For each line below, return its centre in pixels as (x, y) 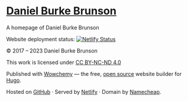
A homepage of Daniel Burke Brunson (53, 27)
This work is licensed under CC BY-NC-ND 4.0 (64, 62)
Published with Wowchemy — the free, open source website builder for (94, 74)
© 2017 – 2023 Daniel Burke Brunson (52, 51)
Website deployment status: (41, 39)
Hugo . (14, 80)
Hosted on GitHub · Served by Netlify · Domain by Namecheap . (84, 91)
